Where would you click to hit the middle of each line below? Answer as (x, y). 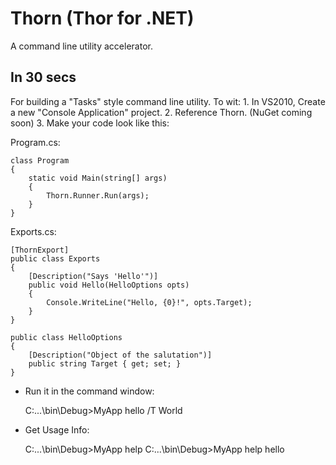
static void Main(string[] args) (98, 178)
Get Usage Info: (57, 429)
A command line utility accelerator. (81, 46)
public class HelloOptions (66, 337)
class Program (40, 160)
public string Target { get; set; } (105, 363)
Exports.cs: (33, 231)
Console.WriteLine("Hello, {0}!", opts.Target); (149, 302)
